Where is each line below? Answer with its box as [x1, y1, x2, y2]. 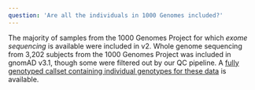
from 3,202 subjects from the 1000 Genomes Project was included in [8, 49, 231, 59]
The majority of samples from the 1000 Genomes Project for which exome [8, 33, 248, 42]
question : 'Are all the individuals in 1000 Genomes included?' [8, 11, 224, 20]
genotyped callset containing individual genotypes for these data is [8, 66, 227, 75]
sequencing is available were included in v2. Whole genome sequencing [8, 41, 242, 51]
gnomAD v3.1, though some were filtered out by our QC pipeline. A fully [8, 58, 240, 67]
